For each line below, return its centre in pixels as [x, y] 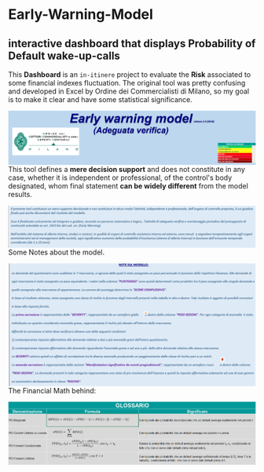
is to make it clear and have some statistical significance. [100, 99]
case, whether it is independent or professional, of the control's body [120, 177]
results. [20, 195]
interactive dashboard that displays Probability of [132, 44]
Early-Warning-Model [81, 15]
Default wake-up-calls [64, 55]
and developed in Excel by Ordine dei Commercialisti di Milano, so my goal [129, 91]
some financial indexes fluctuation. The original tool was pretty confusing [127, 83]
